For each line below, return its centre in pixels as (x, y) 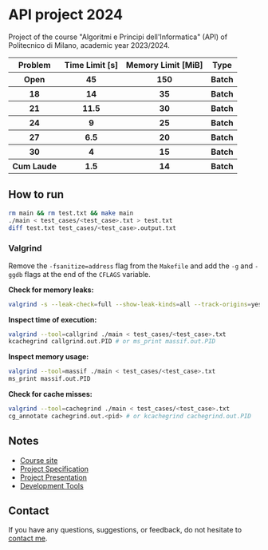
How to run (36, 194)
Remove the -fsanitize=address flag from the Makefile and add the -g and (131, 266)
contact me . (28, 538)
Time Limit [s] (91, 65)
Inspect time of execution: (53, 319)
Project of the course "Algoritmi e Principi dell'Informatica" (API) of (118, 37)
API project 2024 (66, 15)
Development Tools (51, 485)
